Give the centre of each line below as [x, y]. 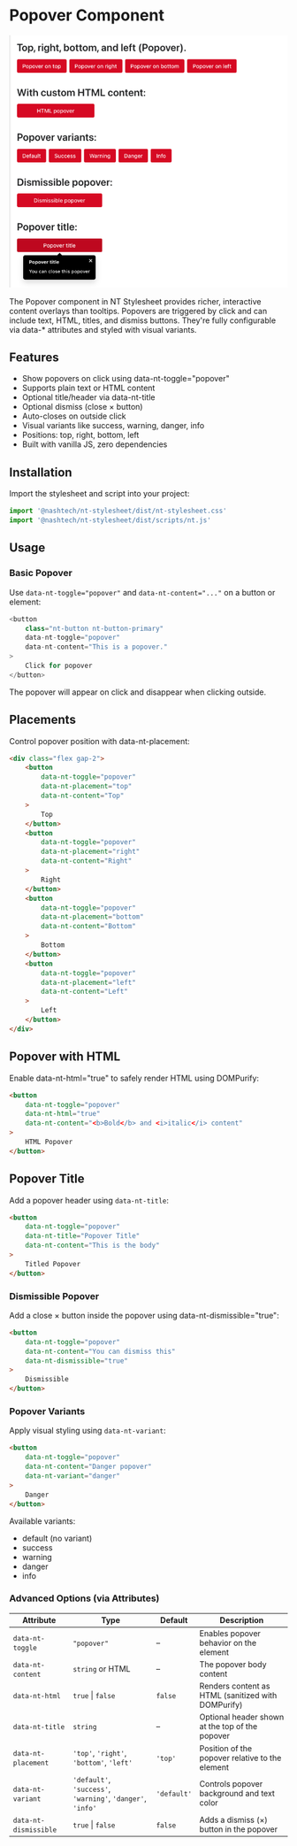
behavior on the [228, 1642]
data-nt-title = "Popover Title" [83, 1236]
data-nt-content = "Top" [83, 796]
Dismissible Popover [54, 1296]
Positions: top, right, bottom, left [80, 435]
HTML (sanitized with [238, 1696]
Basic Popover [41, 573]
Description [242, 1620]
